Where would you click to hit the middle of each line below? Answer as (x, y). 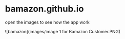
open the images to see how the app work (47, 22)
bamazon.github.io (44, 9)
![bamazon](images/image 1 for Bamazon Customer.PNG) (63, 31)
